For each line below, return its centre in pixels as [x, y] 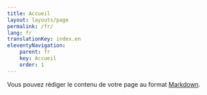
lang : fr [20, 33]
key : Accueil [38, 59]
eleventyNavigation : [37, 45]
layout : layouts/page [38, 20]
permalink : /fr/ [30, 26]
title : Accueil [29, 13]
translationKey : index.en [44, 39]
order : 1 [32, 65]
